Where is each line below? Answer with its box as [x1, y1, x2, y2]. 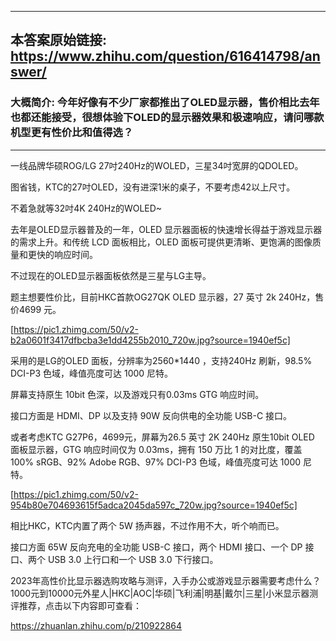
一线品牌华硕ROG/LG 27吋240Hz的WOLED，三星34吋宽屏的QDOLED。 [10, 159, 304, 171]
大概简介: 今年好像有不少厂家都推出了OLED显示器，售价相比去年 [10, 96, 320, 110]
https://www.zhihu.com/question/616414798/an [10, 48, 321, 65]
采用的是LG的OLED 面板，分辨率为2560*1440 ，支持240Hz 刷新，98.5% [10, 354, 313, 366]
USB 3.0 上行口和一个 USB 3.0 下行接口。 [47, 553, 219, 565]
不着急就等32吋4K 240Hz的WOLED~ [10, 202, 163, 214]
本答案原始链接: [10, 32, 108, 49]
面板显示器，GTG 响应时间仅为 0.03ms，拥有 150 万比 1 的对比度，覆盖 [10, 443, 303, 455]
